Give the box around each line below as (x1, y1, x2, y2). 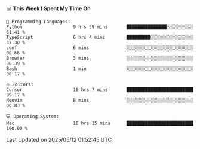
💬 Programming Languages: (6, 19, 70, 25)
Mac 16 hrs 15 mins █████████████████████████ (6, 120, 194, 126)
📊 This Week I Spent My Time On (6, 5, 91, 12)
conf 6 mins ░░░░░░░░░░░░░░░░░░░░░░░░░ (6, 45, 194, 51)
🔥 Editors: (6, 81, 34, 87)
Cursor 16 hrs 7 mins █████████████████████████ (6, 87, 194, 93)
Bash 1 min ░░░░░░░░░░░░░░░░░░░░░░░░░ (6, 66, 194, 72)
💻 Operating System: (6, 114, 60, 120)
